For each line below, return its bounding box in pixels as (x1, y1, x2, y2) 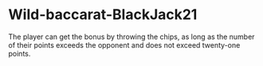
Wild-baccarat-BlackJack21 (8, 6, 198, 24)
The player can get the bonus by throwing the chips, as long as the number (8, 32, 255, 41)
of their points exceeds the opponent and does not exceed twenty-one (8, 40, 241, 49)
